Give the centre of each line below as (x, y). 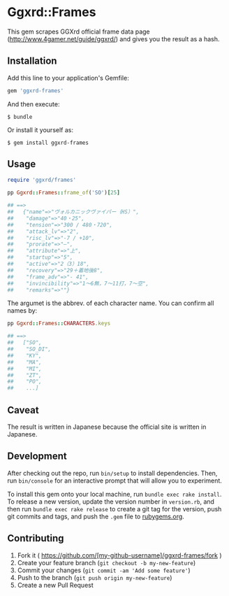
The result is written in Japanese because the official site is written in (107, 427)
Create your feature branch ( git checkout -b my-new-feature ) (106, 562)
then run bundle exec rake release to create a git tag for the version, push (114, 509)
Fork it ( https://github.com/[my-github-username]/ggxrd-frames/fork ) (119, 555)
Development (37, 456)
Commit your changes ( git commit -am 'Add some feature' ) (104, 570)
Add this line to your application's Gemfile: (68, 78)
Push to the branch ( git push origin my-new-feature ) (95, 577)
